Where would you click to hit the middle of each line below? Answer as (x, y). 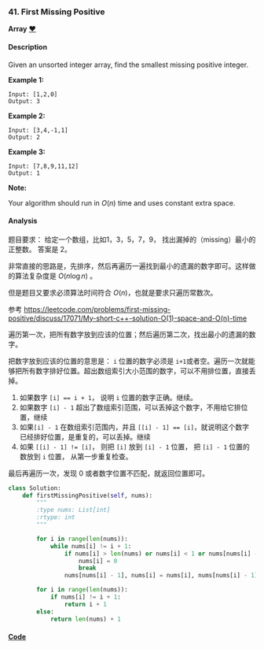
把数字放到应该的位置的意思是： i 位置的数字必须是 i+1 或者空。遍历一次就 (128, 361)
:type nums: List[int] (73, 510)
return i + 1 (86, 604)
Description (28, 46)
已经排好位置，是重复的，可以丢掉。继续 (85, 436)
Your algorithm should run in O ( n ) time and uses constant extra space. (122, 202)
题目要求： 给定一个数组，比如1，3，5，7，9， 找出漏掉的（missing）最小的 (132, 239)
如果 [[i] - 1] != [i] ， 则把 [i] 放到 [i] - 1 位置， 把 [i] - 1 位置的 (134, 447)
